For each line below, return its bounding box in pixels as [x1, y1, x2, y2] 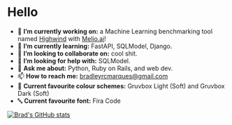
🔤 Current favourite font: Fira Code [17, 97, 121, 105]
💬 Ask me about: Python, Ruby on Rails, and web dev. [17, 64, 173, 72]
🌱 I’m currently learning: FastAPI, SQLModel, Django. [17, 42, 173, 50]
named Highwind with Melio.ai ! [17, 34, 107, 42]
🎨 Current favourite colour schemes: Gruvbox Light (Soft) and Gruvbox [17, 81, 225, 90]
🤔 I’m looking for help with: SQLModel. [17, 56, 131, 65]
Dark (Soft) [17, 89, 50, 97]
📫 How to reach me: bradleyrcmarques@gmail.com [17, 72, 168, 80]
